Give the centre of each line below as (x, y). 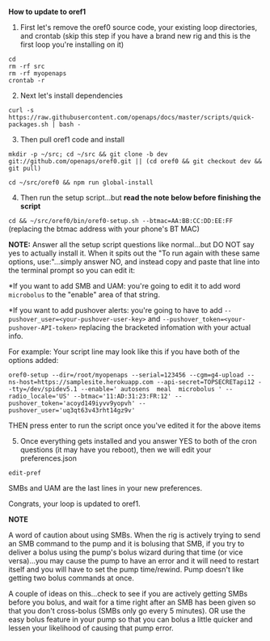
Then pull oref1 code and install (72, 139)
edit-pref (25, 473)
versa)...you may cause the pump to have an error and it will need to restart (134, 561)
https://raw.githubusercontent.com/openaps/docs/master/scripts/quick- (131, 117)
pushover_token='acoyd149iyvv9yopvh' (72, 403)
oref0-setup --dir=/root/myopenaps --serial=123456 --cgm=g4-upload (126, 375)
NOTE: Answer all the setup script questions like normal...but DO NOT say (131, 245)
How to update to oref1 (47, 12)
